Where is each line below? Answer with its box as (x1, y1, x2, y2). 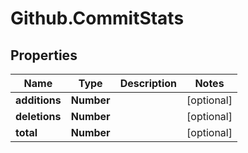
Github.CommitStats (10, 7, 185, 30)
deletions (15, 110, 62, 123)
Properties (10, 47, 78, 64)
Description (119, 77, 178, 90)
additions (15, 93, 62, 107)
